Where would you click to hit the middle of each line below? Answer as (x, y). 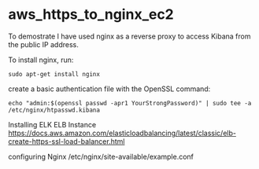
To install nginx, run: (41, 60)
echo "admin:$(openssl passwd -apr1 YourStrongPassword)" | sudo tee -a (130, 103)
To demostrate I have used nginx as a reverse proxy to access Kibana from (129, 36)
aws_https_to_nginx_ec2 (91, 15)
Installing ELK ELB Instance (52, 124)
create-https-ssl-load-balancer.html (67, 141)
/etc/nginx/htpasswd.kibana (54, 110)
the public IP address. (43, 44)
